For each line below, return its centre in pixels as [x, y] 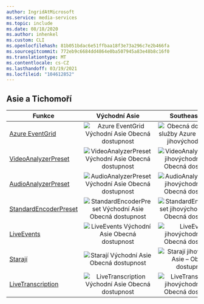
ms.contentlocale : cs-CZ [38, 63]
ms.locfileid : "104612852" [40, 74]
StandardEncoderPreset [43, 209]
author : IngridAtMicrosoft [40, 12]
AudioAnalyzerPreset [39, 184]
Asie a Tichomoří [39, 99]
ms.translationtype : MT [36, 57]
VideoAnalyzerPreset [39, 159]
